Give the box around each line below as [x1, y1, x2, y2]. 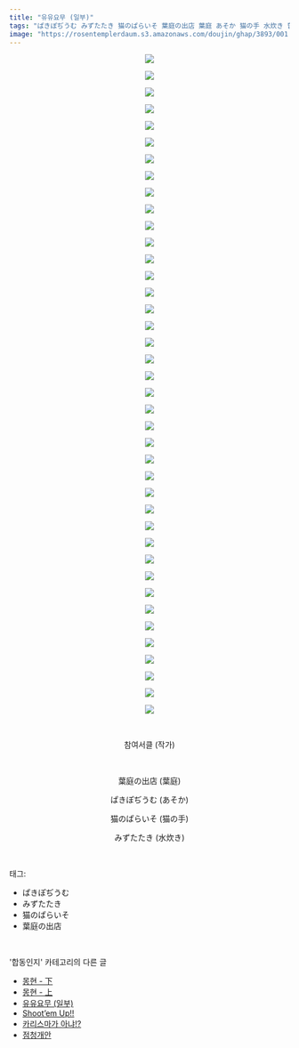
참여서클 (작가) [124, 739, 175, 750]
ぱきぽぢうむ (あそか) [109, 794, 190, 805]
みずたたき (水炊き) [114, 833, 185, 843]
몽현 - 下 [21, 976, 53, 987]
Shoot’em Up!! [21, 1008, 75, 1019]
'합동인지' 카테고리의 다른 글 [9, 957, 107, 968]
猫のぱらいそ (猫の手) [109, 813, 190, 824]
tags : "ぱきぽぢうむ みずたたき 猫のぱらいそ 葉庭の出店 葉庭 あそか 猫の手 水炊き [9, 21, 284, 30]
